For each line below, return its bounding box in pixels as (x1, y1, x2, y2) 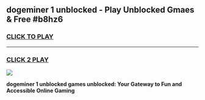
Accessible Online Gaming (6, 87, 75, 94)
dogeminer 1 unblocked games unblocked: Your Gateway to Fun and (6, 80, 182, 87)
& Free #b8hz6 (6, 15, 63, 25)
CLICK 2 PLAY (6, 55, 49, 64)
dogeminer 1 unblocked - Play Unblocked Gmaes (6, 5, 195, 15)
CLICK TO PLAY (6, 33, 54, 41)
